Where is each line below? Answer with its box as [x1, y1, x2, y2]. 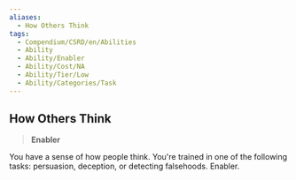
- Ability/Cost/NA [17, 63, 86, 71]
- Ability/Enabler [17, 54, 86, 63]
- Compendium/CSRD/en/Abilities [17, 37, 137, 47]
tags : [9, 29, 29, 38]
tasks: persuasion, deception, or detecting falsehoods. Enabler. [9, 161, 240, 172]
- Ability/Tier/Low [17, 71, 90, 79]
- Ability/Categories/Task [17, 79, 117, 87]
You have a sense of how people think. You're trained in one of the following [9, 152, 288, 162]
